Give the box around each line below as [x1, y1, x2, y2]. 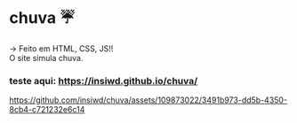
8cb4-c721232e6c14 [9, 104, 85, 115]
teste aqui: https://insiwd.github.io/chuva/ [9, 74, 198, 87]
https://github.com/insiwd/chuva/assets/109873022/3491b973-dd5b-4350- [9, 95, 287, 105]
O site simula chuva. [9, 52, 84, 63]
